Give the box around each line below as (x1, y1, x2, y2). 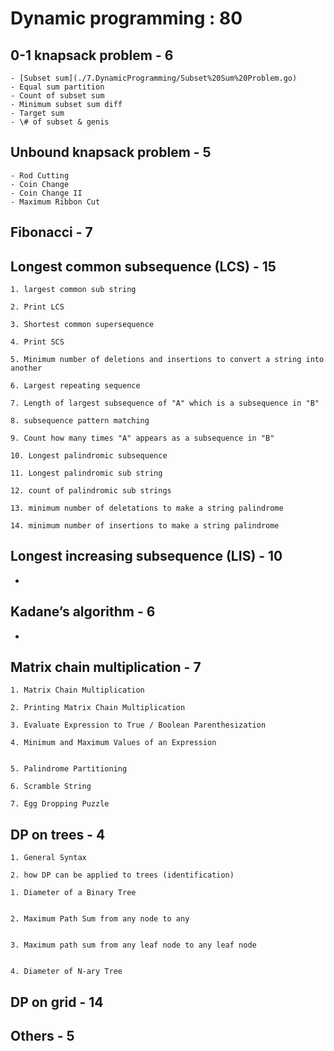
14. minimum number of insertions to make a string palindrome (10, 521, 280, 531)
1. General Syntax (10, 853, 87, 863)
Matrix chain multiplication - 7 (10, 659, 202, 676)
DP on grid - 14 (10, 993, 104, 1011)
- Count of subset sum (10, 91, 105, 101)
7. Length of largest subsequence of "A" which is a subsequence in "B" (10, 398, 320, 409)
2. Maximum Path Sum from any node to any (10, 914, 190, 924)
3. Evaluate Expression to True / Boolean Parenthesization (10, 720, 267, 731)
